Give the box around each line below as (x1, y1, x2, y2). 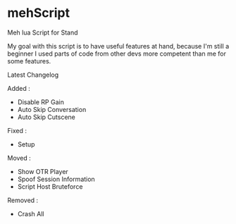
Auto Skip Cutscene (17, 113, 76, 121)
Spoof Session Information (17, 175, 95, 183)
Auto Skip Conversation (17, 105, 87, 113)
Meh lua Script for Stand (7, 28, 79, 37)
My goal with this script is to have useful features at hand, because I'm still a (7, 42, 230, 50)
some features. (7, 56, 51, 65)
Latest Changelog (7, 70, 59, 79)
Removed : (7, 196, 39, 204)
